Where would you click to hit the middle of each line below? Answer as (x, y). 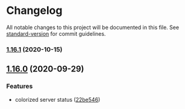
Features (20, 87)
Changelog (34, 11)
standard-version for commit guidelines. (56, 33)
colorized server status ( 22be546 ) (58, 99)
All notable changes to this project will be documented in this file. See (93, 27)
